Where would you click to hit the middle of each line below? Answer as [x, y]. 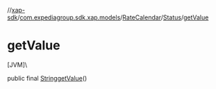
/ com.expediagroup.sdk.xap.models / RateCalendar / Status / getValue [113, 17]
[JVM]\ [17, 65]
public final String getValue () [47, 78]
